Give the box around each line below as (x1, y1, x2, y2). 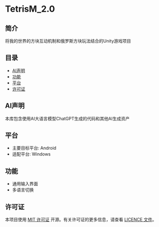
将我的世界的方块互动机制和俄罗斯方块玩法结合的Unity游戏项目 (5, 38, 131, 44)
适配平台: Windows (12, 151, 51, 157)
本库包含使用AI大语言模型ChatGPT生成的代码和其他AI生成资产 (5, 115, 130, 121)
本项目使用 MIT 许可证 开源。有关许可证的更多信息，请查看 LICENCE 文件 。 (5, 217, 157, 223)
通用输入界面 (12, 181, 38, 187)
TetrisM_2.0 (5, 3, 55, 15)
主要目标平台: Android (12, 145, 57, 151)
